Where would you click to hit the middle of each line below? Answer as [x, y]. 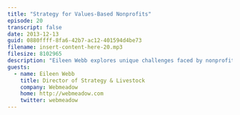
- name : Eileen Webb [44, 74]
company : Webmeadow [49, 87]
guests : [19, 67]
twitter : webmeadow [49, 101]
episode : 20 [25, 21]
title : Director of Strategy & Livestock [82, 80]
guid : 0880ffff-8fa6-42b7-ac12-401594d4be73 [75, 41]
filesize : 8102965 [35, 54]
